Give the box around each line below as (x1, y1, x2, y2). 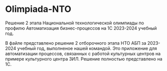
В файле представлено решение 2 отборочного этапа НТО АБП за (5, 40, 147, 46)
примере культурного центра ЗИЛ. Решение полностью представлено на (5, 56, 163, 62)
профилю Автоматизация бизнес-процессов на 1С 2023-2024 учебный (5, 25, 157, 31)
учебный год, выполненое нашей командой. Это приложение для (17, 45, 157, 51)
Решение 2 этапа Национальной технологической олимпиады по (5, 20, 145, 26)
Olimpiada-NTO (5, 3, 71, 15)
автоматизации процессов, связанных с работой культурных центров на (5, 51, 161, 57)
